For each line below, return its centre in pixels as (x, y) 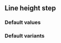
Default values (23, 22)
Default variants (25, 36)
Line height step (30, 8)
